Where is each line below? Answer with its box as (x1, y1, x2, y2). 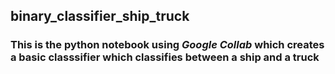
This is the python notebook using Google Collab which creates (10, 38, 325, 52)
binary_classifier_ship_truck (10, 8, 190, 25)
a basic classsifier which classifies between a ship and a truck (10, 50, 320, 64)
